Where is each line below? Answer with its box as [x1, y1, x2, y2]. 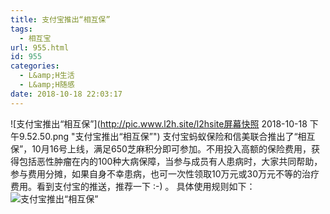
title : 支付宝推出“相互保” [10, 14, 111, 25]
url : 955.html [10, 42, 70, 53]
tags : [10, 24, 33, 34]
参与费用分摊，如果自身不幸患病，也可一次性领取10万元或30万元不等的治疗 [10, 167, 320, 180]
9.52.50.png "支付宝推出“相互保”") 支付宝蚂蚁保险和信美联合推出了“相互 [18, 130, 316, 142]
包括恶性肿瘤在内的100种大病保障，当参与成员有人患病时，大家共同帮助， [18, 155, 323, 167]
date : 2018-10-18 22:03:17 [10, 89, 123, 99]
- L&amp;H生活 [19, 71, 75, 81]
